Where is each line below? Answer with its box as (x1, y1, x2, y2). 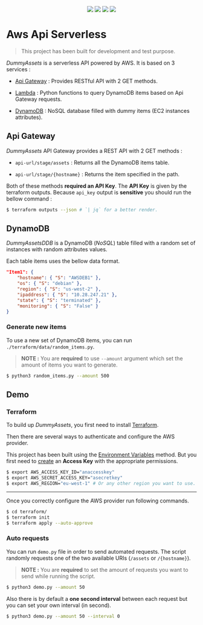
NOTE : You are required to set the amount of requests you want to (21, 566, 188, 573)
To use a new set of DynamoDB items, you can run (6, 336, 132, 344)
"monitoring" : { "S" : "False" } (17, 303, 98, 309)
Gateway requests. (14, 95, 62, 103)
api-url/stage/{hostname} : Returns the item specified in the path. (14, 170, 180, 178)
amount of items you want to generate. (21, 361, 118, 368)
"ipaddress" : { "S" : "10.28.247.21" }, (17, 292, 118, 298)
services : (6, 65, 31, 72)
